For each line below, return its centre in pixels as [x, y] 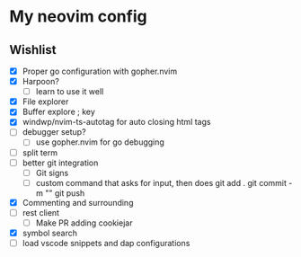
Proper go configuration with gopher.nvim [100, 71]
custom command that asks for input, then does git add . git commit [161, 182]
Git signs [52, 173]
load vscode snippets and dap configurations [106, 243]
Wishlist [33, 50]
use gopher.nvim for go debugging [100, 142]
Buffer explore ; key [59, 112]
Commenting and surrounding [78, 202]
